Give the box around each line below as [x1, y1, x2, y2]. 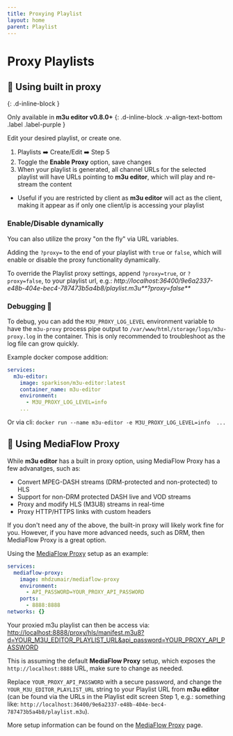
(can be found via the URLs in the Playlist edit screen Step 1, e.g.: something [7, 692, 226, 700]
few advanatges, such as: [7, 464, 81, 472]
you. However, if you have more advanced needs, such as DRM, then [7, 528, 205, 536]
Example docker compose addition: [7, 353, 109, 361]
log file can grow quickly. [7, 339, 79, 348]
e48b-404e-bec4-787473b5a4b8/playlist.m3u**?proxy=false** [7, 284, 191, 292]
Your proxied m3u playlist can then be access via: [7, 621, 150, 629]
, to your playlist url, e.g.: [41, 277, 113, 285]
